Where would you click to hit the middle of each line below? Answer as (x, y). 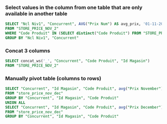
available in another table (36, 13)
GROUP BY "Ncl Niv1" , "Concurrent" (42, 38)
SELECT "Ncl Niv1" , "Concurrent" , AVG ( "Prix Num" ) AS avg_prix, (73, 24)
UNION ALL (15, 103)
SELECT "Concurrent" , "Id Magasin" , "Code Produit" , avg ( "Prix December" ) (84, 107)
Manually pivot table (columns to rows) (53, 78)
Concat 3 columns (28, 50)
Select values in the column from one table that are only (74, 7)
